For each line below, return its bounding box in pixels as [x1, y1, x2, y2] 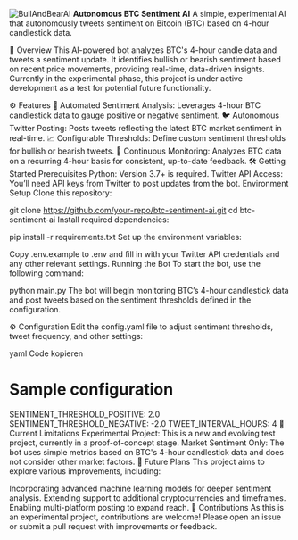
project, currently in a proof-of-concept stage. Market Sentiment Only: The [9, 437, 285, 448]
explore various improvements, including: [9, 465, 161, 477]
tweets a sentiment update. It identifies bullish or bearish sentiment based [9, 54, 281, 64]
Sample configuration [9, 379, 174, 400]
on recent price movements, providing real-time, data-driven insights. [9, 63, 265, 74]
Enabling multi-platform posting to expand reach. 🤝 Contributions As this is [9, 502, 284, 512]
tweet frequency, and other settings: [9, 331, 144, 341]
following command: [9, 268, 85, 278]
